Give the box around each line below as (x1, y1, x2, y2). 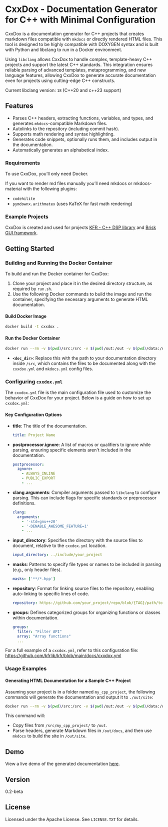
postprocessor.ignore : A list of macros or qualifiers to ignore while (12, 441, 151, 447)
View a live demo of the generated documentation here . (5, 761, 120, 767)
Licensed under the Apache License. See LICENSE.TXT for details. (5, 816, 139, 822)
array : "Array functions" (17, 633, 71, 638)
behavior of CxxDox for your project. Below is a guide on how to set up (5, 395, 151, 401)
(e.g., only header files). (12, 566, 62, 573)
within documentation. (12, 614, 59, 620)
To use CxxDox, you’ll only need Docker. (5, 171, 88, 177)
